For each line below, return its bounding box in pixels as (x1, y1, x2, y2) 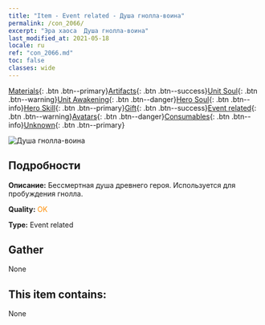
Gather (8, 242, 44, 257)
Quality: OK (8, 204, 48, 213)
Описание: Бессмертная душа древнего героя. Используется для (8, 180, 236, 189)
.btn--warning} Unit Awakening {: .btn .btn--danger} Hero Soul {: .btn (8, 94, 230, 104)
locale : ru (8, 42, 45, 50)
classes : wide (8, 64, 56, 72)
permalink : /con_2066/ (8, 19, 84, 27)
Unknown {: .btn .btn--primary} (23, 120, 125, 129)
